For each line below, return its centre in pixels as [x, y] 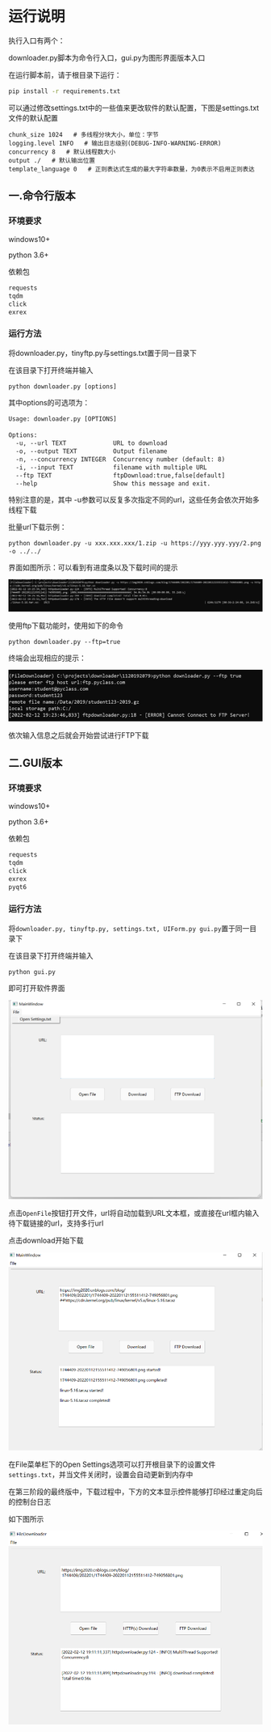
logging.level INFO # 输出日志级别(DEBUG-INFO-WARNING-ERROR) [115, 143]
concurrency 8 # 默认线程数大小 [62, 152]
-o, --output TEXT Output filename [92, 451]
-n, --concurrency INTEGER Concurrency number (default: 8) [121, 459]
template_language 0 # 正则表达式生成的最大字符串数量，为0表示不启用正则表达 [132, 169]
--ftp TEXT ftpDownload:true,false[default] [121, 475]
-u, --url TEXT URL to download [92, 443]
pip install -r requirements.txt [65, 91]
